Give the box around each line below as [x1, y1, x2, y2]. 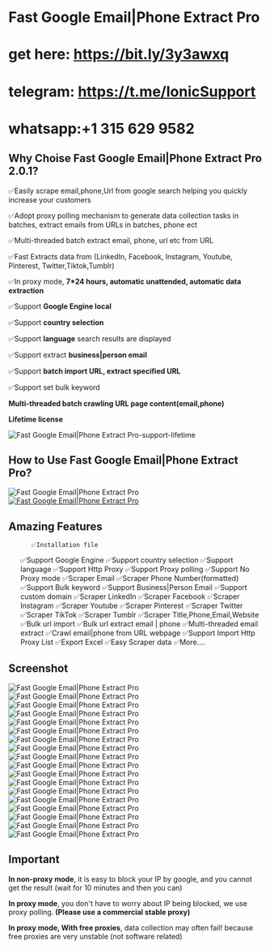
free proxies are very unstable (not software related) [8, 931, 184, 941]
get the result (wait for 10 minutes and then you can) [8, 883, 183, 892]
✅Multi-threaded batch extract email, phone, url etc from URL [8, 235, 214, 245]
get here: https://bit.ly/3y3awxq [8, 45, 230, 64]
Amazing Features [8, 519, 103, 533]
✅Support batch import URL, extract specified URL [8, 365, 181, 376]
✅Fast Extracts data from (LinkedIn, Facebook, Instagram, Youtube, [8, 251, 233, 261]
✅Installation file [31, 541, 99, 549]
